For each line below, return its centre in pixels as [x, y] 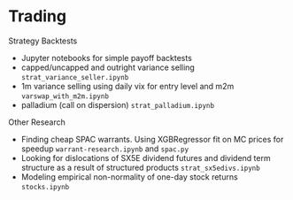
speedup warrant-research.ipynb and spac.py [105, 149]
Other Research [37, 122]
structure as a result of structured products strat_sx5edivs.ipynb [140, 167]
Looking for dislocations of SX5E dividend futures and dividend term [146, 158]
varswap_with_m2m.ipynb [65, 96]
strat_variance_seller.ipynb [75, 77]
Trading [38, 16]
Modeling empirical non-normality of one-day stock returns [129, 177]
